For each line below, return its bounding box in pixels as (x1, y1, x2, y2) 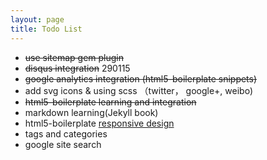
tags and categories (24, 127, 108, 140)
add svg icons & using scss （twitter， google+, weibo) (24, 84, 253, 96)
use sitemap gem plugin (24, 51, 125, 63)
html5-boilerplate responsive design (24, 117, 175, 129)
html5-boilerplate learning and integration (24, 96, 197, 108)
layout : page (10, 14, 65, 25)
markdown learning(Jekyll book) (24, 106, 159, 118)
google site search (24, 138, 102, 150)
